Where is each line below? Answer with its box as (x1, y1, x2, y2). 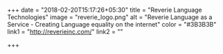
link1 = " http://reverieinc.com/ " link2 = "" (7, 27, 123, 36)
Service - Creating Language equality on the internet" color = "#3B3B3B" (7, 21, 217, 28)
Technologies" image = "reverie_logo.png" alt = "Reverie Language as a (7, 13, 213, 21)
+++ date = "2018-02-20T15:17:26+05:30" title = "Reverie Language (7, 6, 202, 14)
